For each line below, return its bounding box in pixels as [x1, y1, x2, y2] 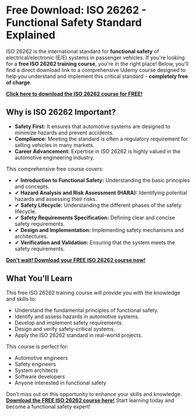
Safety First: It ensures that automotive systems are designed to [14, 122, 171, 129]
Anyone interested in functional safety [14, 379, 106, 386]
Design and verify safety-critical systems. [14, 325, 115, 332]
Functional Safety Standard [6, 16, 142, 29]
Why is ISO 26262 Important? [6, 107, 116, 117]
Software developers [14, 373, 66, 380]
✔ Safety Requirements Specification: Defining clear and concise [14, 214, 176, 221]
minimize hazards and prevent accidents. [14, 129, 114, 136]
